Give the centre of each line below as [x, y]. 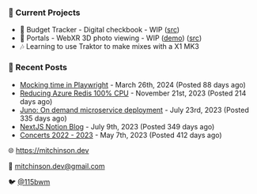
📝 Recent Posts [38, 68]
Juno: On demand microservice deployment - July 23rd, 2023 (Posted [134, 110]
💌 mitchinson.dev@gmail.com [57, 166]
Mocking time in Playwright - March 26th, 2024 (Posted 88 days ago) [133, 84]
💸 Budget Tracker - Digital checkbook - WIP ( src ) [100, 30]
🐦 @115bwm [29, 181]
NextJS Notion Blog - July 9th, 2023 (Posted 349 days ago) [117, 126]
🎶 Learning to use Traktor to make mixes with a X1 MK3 [109, 47]
